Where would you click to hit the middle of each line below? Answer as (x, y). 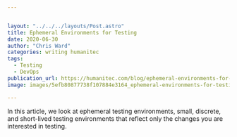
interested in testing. (37, 126)
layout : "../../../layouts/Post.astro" (66, 26)
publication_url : (33, 78)
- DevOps (26, 72)
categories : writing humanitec (53, 52)
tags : (15, 59)
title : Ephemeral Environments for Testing (72, 32)
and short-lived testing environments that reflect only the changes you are (115, 118)
